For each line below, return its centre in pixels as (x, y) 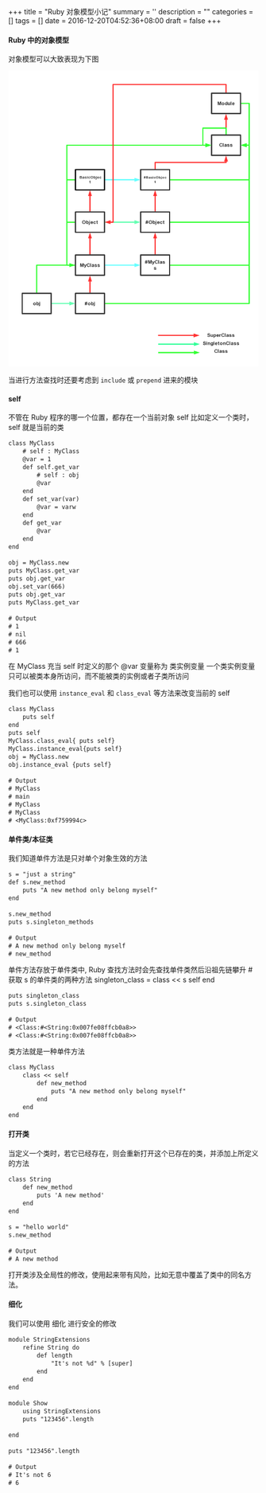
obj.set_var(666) (37, 587)
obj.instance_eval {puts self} (60, 765)
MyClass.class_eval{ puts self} (62, 741)
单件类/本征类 (31, 839)
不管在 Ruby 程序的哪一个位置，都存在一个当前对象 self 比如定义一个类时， (131, 417)
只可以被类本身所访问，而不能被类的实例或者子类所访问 (98, 676)
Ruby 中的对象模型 (39, 40)
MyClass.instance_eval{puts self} (66, 749)
